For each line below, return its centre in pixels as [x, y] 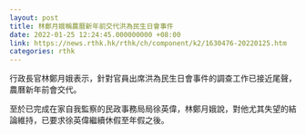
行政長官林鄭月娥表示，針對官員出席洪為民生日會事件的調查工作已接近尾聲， [153, 79]
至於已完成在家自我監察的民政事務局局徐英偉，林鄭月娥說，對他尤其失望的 [149, 109]
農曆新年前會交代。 [46, 90]
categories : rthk [42, 52]
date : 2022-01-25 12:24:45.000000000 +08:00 [95, 34]
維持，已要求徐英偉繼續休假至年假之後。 [93, 120]
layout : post [34, 18]
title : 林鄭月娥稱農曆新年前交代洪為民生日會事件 [92, 26]
